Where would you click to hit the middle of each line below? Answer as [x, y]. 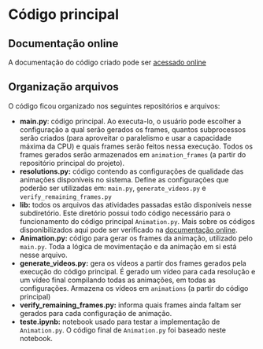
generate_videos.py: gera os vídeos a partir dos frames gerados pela [133, 263]
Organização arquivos [64, 87]
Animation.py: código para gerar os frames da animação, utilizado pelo [136, 238]
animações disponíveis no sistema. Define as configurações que [124, 179]
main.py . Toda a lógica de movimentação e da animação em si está [128, 246]
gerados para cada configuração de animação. [96, 313]
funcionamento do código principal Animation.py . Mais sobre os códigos [137, 221]
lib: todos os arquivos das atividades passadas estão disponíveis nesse [135, 204]
